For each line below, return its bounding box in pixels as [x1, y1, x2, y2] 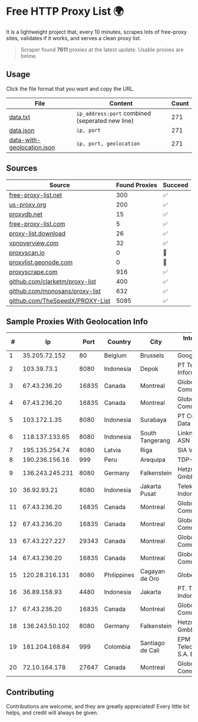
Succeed [163, 181, 189, 189]
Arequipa [140, 456, 166, 464]
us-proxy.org [9, 200, 47, 209]
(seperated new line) [76, 116, 134, 125]
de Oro [140, 575, 160, 583]
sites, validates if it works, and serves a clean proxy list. [6, 34, 141, 41]
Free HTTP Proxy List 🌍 [6, 5, 124, 18]
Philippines [104, 571, 135, 579]
